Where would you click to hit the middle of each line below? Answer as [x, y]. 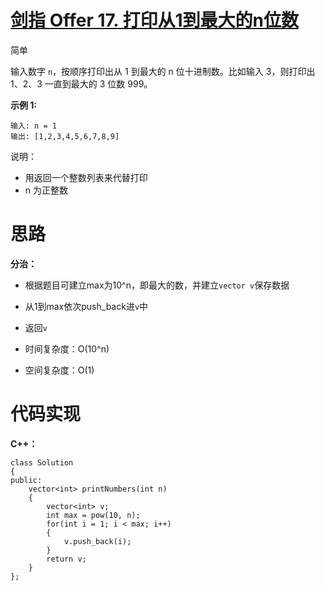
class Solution [42, 462]
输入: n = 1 [33, 126]
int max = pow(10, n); [93, 515]
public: [26, 480]
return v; [66, 559]
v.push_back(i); [97, 541]
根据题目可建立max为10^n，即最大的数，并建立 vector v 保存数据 [157, 285]
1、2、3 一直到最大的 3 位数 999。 [81, 83]
